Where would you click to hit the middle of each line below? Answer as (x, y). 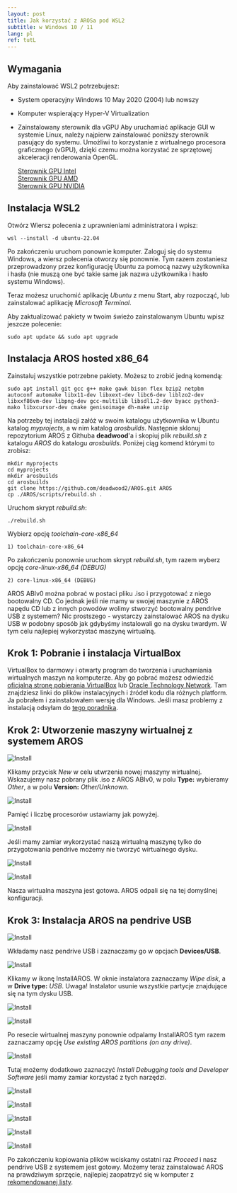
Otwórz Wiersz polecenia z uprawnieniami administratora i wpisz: (103, 225)
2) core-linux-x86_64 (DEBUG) (52, 580)
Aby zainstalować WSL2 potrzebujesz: (63, 86)
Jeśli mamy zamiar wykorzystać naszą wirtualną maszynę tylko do (104, 842)
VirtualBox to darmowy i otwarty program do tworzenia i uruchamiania (110, 670)
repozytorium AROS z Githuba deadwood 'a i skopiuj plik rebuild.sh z (107, 435)
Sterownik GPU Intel (47, 171)
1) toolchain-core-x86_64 (45, 547)
